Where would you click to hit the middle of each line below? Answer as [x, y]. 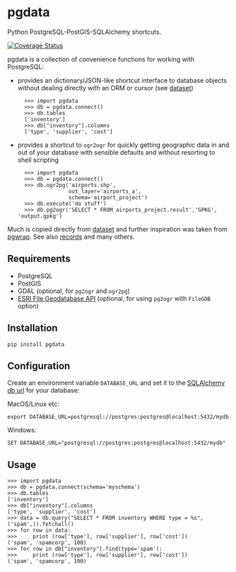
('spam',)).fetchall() [41, 524]
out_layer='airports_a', [105, 191]
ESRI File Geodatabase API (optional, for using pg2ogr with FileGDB [114, 298]
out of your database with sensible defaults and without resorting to [116, 152]
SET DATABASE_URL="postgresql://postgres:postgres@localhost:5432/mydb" [117, 443]
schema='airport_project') [108, 197]
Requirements [39, 259]
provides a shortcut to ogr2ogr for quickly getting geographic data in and [123, 145]
